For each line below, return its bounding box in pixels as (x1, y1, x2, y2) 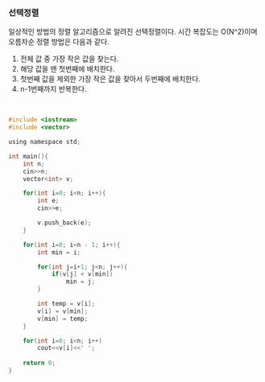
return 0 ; (23, 359, 56, 368)
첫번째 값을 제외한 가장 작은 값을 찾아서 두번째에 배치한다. (19, 74, 201, 84)
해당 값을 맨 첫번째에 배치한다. (19, 64, 115, 74)
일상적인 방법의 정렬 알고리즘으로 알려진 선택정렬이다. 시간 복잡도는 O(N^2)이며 (8, 27, 258, 37)
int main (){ (8, 152, 48, 160)
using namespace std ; (8, 138, 81, 146)
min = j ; (65, 277, 95, 286)
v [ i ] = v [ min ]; (37, 307, 89, 315)
